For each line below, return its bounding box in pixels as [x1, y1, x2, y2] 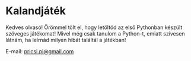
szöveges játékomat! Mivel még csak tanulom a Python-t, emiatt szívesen [5, 30, 185, 37]
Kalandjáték [5, 4, 66, 18]
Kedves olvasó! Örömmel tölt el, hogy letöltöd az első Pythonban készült [5, 24, 183, 31]
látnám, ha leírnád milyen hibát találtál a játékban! [5, 36, 126, 43]
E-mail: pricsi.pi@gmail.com [5, 47, 74, 54]
